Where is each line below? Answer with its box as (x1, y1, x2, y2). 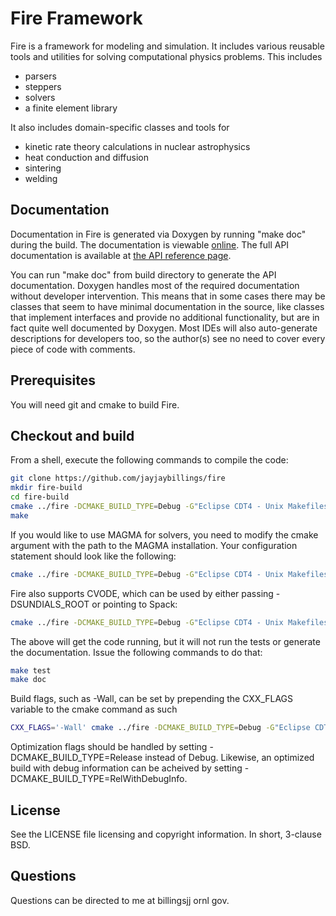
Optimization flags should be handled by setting (10, 741, 208, 753)
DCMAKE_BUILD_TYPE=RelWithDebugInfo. (10, 773, 188, 785)
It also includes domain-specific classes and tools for (10, 121, 230, 133)
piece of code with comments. (10, 343, 136, 355)
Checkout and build (10, 427, 135, 444)
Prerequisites (10, 372, 96, 389)
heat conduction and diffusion (24, 151, 149, 163)
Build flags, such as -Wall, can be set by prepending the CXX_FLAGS (10, 693, 294, 705)
